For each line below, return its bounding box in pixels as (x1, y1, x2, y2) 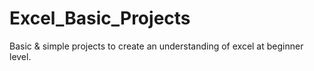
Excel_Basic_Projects (9, 7, 191, 30)
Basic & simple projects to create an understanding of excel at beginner (9, 40, 304, 52)
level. (9, 50, 32, 62)
